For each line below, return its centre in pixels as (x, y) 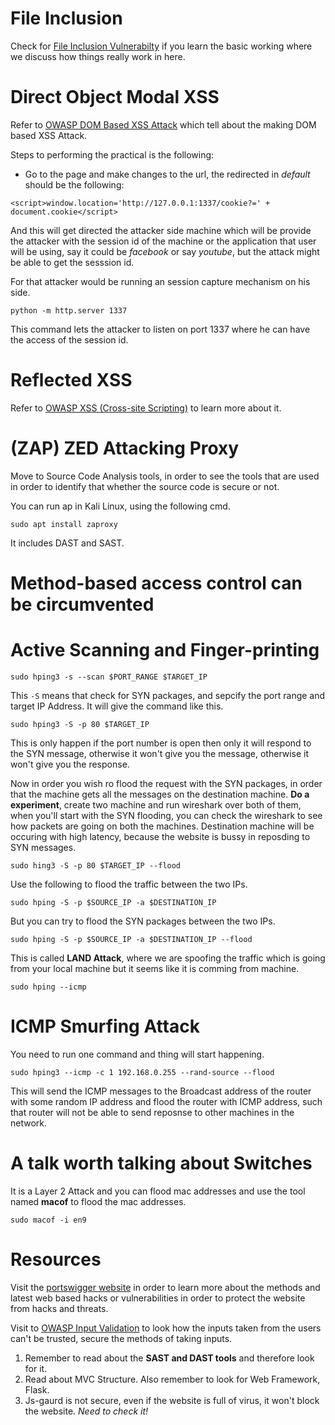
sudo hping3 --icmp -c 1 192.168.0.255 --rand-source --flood (142, 1072)
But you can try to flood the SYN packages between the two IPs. (143, 921)
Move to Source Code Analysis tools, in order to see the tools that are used (165, 476)
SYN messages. (43, 847)
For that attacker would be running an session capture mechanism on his (160, 281)
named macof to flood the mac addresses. (98, 1201)
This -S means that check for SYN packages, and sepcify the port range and (168, 695)
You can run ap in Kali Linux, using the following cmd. (120, 506)
